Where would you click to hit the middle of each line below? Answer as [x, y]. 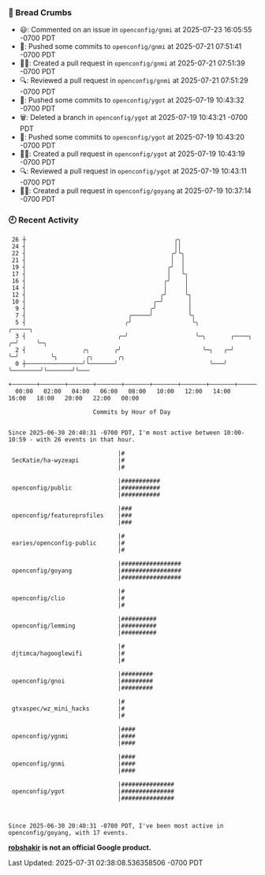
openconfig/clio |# [68, 598]
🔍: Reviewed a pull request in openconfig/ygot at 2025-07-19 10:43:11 [133, 171]
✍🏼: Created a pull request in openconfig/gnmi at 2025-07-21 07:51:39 [132, 63]
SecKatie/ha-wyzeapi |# [68, 460]
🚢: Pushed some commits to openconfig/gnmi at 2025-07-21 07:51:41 [131, 47]
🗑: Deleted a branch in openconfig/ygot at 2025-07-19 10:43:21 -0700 [134, 117]
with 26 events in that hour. [86, 439]
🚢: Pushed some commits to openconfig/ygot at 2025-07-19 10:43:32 [132, 100]
